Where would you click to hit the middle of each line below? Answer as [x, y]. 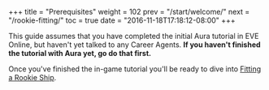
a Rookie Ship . [33, 77]
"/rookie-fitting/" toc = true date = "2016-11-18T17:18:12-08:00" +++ [122, 20]
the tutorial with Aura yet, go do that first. [80, 53]
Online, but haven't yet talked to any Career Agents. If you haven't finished [135, 45]
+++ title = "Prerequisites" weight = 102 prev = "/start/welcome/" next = [129, 12]
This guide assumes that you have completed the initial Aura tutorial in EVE [134, 36]
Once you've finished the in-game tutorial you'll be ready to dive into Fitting [135, 69]
